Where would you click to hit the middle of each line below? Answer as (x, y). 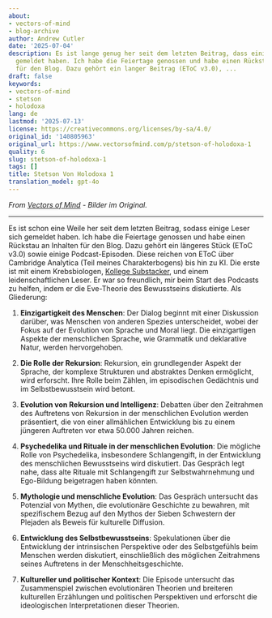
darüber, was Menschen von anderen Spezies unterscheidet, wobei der (139, 321)
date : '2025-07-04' (41, 46)
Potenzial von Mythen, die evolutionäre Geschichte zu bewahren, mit (134, 504)
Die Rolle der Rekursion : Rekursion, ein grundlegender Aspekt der (131, 363)
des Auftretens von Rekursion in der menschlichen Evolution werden (134, 413)
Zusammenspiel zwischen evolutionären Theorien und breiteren (126, 588)
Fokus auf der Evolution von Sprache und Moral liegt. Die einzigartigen (138, 330)
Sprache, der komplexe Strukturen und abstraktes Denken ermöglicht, (137, 371)
